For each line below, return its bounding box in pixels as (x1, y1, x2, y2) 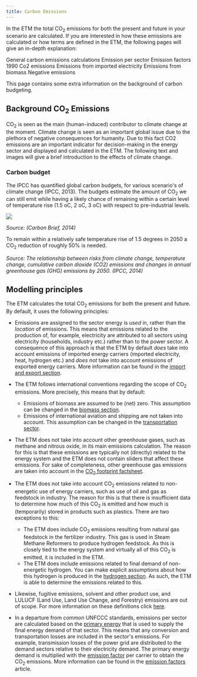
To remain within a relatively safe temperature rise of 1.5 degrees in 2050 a (6, 236, 188, 243)
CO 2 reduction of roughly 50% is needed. (6, 242, 107, 250)
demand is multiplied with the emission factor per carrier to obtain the (14, 652, 184, 659)
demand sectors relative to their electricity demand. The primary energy (14, 645, 190, 652)
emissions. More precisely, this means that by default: (14, 388, 146, 395)
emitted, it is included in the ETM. (23, 553, 105, 560)
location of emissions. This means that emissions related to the (14, 325, 168, 332)
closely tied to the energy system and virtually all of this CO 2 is (23, 546, 176, 554)
